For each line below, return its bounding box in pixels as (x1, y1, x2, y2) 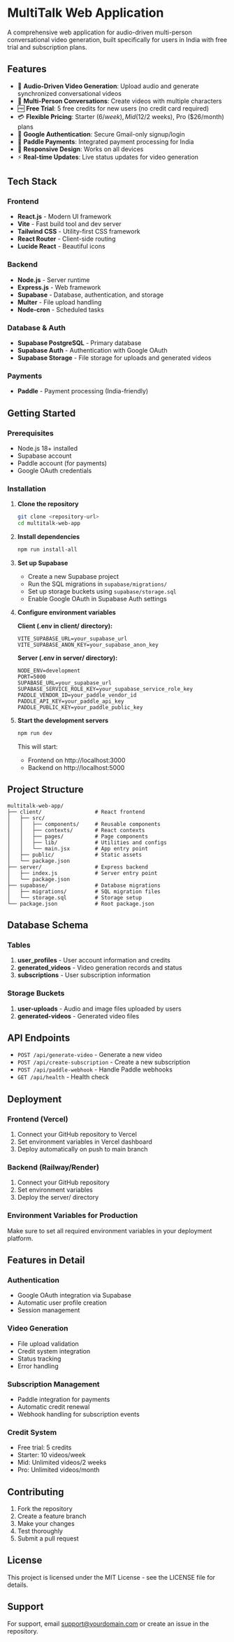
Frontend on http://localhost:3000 (27, 756, 126, 764)
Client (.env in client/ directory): (17, 622, 113, 630)
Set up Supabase (17, 559, 68, 567)
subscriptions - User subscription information (17, 971, 151, 979)
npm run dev (17, 729, 52, 736)
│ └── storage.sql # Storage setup (7, 894, 142, 901)
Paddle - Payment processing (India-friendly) (17, 387, 149, 395)
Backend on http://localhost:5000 (27, 763, 125, 771)
